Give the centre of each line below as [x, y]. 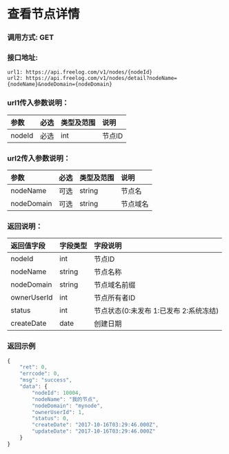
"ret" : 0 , [34, 367]
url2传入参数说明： [39, 158]
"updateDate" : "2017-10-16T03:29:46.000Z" [94, 431]
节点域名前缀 [115, 285]
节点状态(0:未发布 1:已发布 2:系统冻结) [157, 311]
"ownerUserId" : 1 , [58, 412]
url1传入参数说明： [38, 103]
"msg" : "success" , [46, 380]
